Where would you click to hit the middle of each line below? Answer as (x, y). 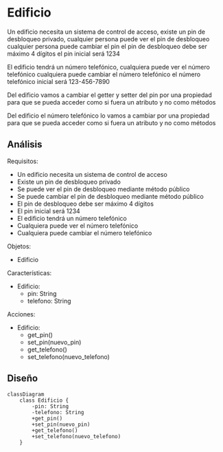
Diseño (23, 379)
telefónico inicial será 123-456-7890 (58, 81)
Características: (30, 272)
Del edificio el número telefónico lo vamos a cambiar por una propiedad (108, 116)
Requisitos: (23, 161)
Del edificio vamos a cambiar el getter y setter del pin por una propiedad (110, 95)
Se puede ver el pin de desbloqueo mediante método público (103, 189)
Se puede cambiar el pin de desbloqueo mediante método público (110, 196)
